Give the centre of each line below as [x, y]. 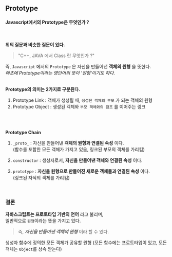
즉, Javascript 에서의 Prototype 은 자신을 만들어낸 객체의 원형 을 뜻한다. [78, 66]
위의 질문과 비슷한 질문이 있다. [35, 44]
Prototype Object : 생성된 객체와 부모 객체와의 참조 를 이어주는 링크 [79, 106]
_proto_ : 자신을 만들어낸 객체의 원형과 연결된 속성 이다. [68, 143]
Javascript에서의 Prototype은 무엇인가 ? [47, 22]
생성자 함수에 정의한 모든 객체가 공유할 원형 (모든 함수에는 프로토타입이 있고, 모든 [86, 242]
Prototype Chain [23, 132]
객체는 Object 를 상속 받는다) [34, 249]
